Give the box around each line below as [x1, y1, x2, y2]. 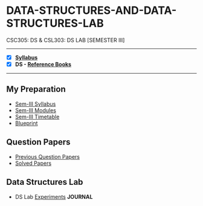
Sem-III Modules [14, 106, 56, 114]
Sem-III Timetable [14, 113, 60, 120]
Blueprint [14, 119, 38, 127]
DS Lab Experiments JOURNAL [14, 193, 93, 200]
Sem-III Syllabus [14, 100, 56, 108]
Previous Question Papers [14, 153, 80, 160]
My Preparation [6, 84, 66, 94]
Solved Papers [14, 159, 52, 167]
